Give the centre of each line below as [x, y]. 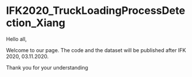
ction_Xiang [36, 23]
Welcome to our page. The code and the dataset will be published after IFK [96, 50]
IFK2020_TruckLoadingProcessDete [96, 11]
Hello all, [17, 39]
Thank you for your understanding [47, 67]
